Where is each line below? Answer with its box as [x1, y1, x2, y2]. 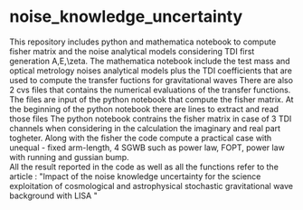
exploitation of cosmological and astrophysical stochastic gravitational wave [9, 180, 294, 191]
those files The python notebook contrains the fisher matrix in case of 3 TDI [9, 113, 292, 124]
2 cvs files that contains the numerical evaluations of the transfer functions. [9, 84, 291, 95]
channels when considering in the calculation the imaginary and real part [9, 122, 281, 133]
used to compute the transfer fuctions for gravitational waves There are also [9, 74, 294, 85]
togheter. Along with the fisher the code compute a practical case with [9, 132, 272, 143]
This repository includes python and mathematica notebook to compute [9, 36, 277, 47]
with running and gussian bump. [9, 151, 129, 162]
